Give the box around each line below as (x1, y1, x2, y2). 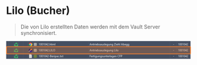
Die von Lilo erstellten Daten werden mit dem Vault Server (20, 23, 160, 30)
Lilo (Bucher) (6, 4, 70, 17)
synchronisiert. (20, 29, 57, 36)
